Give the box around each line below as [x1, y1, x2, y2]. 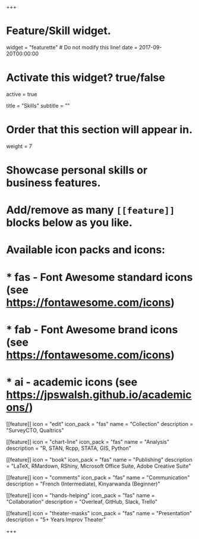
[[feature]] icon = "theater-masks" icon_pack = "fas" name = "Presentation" [6, 509, 192, 516]
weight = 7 [6, 142, 33, 149]
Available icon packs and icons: [6, 243, 165, 256]
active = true [6, 90, 37, 98]
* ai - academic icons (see [6, 375, 138, 388]
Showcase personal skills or [6, 164, 148, 177]
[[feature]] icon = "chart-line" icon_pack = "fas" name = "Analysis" [6, 438, 169, 445]
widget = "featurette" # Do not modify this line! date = [6, 43, 138, 51]
